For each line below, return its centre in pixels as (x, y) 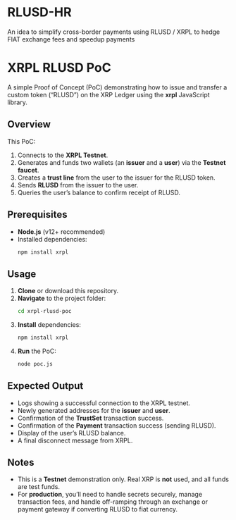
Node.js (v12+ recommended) (61, 231)
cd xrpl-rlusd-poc (44, 311)
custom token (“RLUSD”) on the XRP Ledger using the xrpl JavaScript (108, 94)
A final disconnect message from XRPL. (75, 440)
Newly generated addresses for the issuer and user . (94, 410)
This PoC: (21, 141)
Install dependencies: (49, 325)
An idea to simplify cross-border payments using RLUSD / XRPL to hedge (114, 32)
